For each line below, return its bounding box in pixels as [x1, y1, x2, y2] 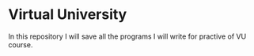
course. [8, 39, 33, 49]
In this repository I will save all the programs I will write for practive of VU [8, 32, 247, 41]
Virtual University [8, 6, 127, 24]
